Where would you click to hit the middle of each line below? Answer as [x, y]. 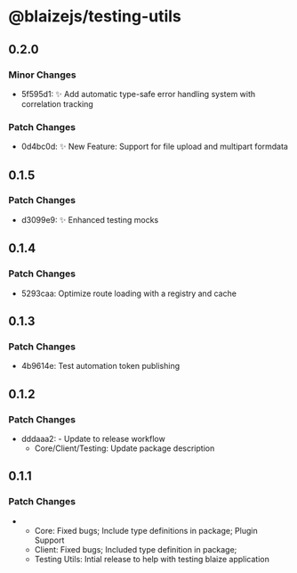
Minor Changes [42, 75]
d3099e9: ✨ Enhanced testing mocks [90, 219]
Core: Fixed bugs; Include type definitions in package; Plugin [146, 530]
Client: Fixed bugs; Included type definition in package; [136, 549]
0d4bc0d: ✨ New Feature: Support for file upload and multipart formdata [154, 147]
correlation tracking [57, 103]
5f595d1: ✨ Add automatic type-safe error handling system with [138, 94]
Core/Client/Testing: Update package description [124, 448]
